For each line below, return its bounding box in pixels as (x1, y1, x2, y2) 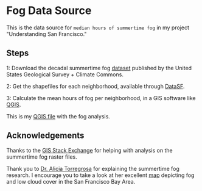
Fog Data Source (6, 4, 92, 18)
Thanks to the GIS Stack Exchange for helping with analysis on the (6, 146, 173, 154)
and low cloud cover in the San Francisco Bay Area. (6, 178, 136, 185)
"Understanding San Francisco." (6, 30, 87, 37)
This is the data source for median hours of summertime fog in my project (6, 24, 190, 31)
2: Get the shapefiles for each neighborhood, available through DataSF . (6, 82, 185, 90)
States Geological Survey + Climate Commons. (6, 71, 124, 78)
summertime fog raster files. (6, 153, 77, 160)
